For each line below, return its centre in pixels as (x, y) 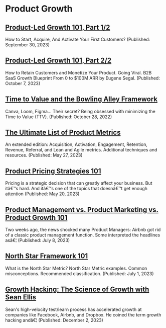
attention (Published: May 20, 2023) (42, 194)
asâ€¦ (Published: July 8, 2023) (38, 240)
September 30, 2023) (28, 45)
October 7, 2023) (23, 83)
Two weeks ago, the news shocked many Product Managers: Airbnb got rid (83, 230)
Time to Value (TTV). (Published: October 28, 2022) (59, 117)
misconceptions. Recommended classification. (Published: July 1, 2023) (79, 273)
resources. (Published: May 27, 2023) (44, 155)
